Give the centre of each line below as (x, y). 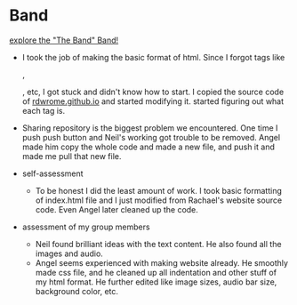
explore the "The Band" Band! (64, 40)
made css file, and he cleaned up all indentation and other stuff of (156, 272)
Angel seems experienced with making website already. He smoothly (162, 262)
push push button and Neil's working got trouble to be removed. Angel (151, 137)
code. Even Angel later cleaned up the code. (116, 209)
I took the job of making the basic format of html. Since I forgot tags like (153, 57)
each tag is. (44, 110)
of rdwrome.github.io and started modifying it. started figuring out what (153, 101)
